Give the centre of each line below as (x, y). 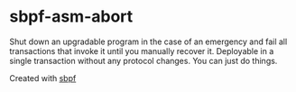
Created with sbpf (43, 78)
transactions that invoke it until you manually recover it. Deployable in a (142, 51)
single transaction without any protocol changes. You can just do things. (143, 60)
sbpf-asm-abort (71, 17)
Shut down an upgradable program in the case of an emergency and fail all (148, 41)
